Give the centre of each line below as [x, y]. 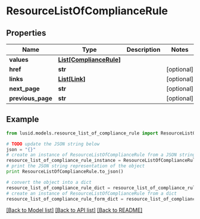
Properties [26, 33]
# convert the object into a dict [49, 182]
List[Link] [72, 79]
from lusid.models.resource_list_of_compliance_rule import [82, 133]
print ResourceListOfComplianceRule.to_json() [65, 172]
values [19, 60]
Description [143, 50]
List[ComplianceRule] [89, 60]
